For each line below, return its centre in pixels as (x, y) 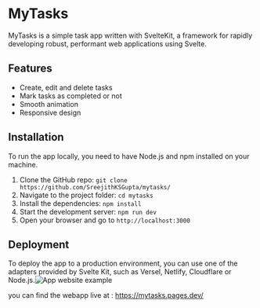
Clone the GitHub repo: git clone (73, 180)
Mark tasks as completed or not (71, 96)
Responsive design (50, 112)
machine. (23, 164)
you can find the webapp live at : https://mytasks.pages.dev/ (106, 295)
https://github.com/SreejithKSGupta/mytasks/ (95, 187)
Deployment (39, 244)
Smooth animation (49, 104)
